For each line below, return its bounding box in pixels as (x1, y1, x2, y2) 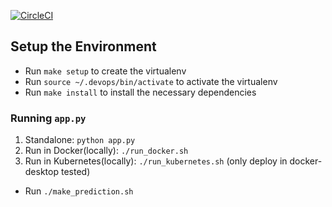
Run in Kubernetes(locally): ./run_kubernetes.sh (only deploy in (24, 155, 288, 167)
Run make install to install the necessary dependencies (24, 86, 257, 98)
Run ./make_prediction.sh (24, 185, 134, 197)
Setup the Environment (10, 38, 157, 55)
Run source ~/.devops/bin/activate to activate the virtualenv (24, 75, 278, 87)
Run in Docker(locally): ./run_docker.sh (24, 145, 189, 157)
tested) (60, 166, 91, 178)
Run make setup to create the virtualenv (24, 65, 187, 77)
